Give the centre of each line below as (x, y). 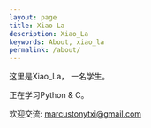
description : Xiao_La (49, 34)
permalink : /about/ (45, 50)
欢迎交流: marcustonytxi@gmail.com (75, 114)
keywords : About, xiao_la (57, 42)
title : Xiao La (37, 26)
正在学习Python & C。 (49, 95)
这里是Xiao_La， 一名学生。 (60, 77)
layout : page (33, 17)
